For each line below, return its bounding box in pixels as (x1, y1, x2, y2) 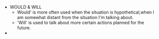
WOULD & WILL (9, 4, 42, 10)
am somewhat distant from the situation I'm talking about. (17, 15, 133, 20)
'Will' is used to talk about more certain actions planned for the (17, 19, 144, 25)
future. (17, 25, 31, 31)
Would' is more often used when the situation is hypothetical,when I (17, 9, 155, 15)
